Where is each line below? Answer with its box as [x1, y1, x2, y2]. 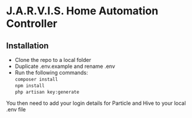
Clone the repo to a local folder [14, 57, 91, 63]
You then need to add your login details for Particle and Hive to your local [6, 100, 186, 107]
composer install [14, 76, 58, 82]
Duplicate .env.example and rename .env [14, 63, 115, 70]
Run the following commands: [14, 69, 88, 76]
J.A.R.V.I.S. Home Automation [6, 4, 159, 18]
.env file [6, 106, 26, 113]
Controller [6, 17, 58, 30]
